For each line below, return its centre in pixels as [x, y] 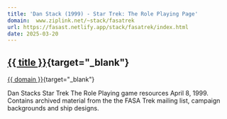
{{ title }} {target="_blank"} [68, 62]
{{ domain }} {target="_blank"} [51, 79]
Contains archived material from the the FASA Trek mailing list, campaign [114, 101]
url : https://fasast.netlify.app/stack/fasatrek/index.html [98, 27]
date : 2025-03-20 [33, 34]
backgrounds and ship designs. [53, 108]
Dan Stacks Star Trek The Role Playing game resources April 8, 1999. [108, 93]
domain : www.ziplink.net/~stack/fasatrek [71, 21]
